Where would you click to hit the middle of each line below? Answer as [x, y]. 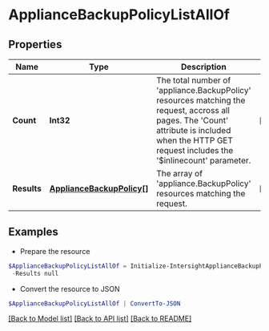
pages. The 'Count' [192, 120]
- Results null [35, 273]
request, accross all [193, 110]
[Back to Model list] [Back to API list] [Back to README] [100, 319]
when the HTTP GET [195, 140]
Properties [35, 44]
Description [203, 67]
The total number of [193, 80]
